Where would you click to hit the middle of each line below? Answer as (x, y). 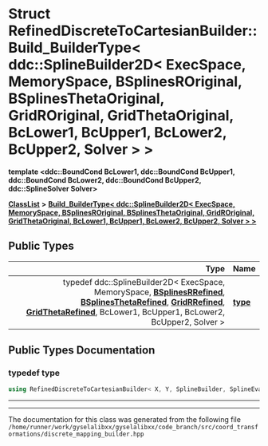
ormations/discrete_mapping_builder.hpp (77, 434)
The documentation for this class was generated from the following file (125, 420)
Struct (30, 14)
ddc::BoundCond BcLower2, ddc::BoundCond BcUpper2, (105, 180)
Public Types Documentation (82, 351)
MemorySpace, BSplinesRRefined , (160, 292)
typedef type (34, 373)
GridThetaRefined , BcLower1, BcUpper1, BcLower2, (126, 312)
